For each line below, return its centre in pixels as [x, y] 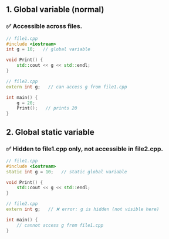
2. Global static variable [50, 132]
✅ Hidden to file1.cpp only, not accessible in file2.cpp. [84, 149]
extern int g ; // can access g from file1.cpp [67, 87]
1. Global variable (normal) [55, 10]
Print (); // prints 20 [47, 108]
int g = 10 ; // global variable [48, 49]
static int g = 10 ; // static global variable [67, 172]
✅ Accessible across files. [44, 26]
